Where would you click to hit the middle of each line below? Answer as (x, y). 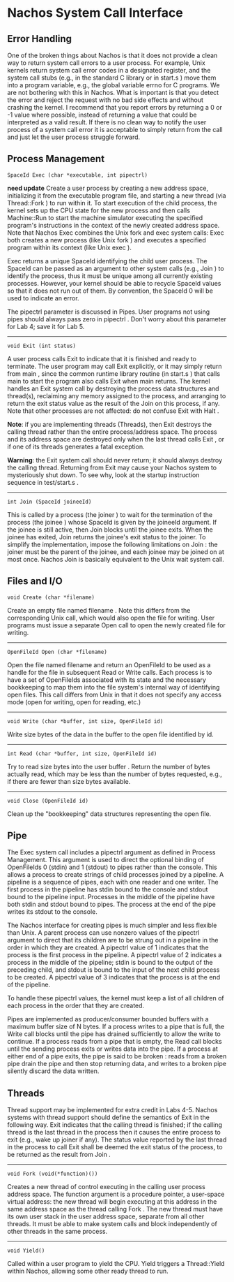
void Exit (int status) (42, 346)
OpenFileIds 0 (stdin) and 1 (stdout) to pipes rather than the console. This (112, 867)
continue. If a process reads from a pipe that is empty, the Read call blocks (115, 1042)
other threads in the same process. (57, 1232)
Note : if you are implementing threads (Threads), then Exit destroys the (110, 424)
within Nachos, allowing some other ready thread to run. (88, 1271)
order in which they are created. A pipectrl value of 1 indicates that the (108, 947)
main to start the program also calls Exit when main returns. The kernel (109, 381)
